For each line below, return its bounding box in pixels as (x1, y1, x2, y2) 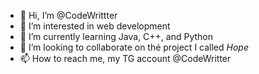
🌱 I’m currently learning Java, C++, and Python (19, 31, 214, 42)
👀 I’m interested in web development (19, 20, 171, 32)
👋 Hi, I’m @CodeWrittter (19, 10, 118, 21)
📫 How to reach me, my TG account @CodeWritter (19, 53, 232, 64)
